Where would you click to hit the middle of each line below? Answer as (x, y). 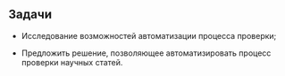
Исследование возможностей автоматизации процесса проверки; (149, 35)
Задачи (30, 15)
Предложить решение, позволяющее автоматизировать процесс (146, 53)
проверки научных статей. (72, 62)
